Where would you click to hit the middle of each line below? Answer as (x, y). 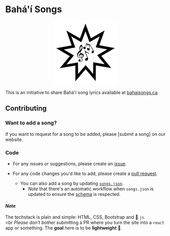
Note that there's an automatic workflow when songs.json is (91, 189)
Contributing (26, 109)
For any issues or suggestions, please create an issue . (69, 163)
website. (14, 139)
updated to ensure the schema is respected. (74, 194)
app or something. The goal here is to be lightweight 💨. (64, 228)
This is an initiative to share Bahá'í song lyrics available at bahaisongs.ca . (82, 92)
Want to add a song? (31, 123)
